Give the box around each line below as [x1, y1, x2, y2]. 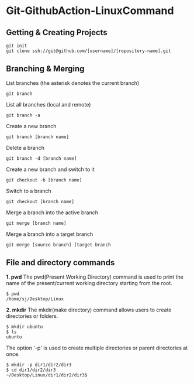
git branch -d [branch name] [6, 155, 77, 162]
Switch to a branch [6, 187, 51, 194]
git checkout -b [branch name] [6, 177, 82, 183]
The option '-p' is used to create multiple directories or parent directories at [6, 344, 188, 351]
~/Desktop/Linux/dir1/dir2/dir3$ [6, 372, 88, 378]
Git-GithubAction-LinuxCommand [6, 4, 174, 18]
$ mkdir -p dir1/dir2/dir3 [6, 362, 72, 368]
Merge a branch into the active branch [6, 209, 98, 216]
